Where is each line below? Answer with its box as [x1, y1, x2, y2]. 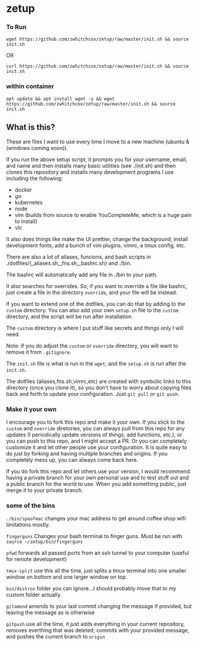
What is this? [6, 122, 56, 132]
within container [6, 82, 54, 91]
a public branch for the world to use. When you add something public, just [6, 480, 187, 487]
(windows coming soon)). [6, 144, 69, 151]
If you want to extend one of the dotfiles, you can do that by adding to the [6, 300, 186, 307]
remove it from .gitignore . [6, 348, 72, 356]
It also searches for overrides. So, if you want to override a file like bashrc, [6, 282, 187, 289]
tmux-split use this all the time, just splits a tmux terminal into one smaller [6, 567, 187, 574]
